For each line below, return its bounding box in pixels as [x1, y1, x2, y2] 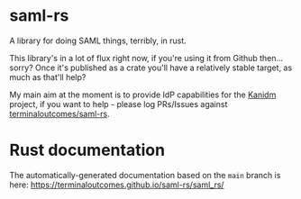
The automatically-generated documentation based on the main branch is [9, 169, 281, 180]
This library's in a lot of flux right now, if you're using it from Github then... [9, 52, 284, 63]
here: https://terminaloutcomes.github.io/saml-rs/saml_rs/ [9, 179, 224, 190]
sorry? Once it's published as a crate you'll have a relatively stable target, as [9, 62, 293, 73]
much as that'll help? [9, 71, 87, 82]
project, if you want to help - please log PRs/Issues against [9, 98, 228, 109]
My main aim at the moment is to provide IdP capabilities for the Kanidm [9, 89, 277, 100]
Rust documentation [9, 140, 165, 160]
